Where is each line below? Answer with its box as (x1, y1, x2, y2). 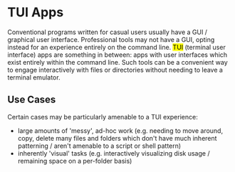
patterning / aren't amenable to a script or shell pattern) (17, 141, 182, 150)
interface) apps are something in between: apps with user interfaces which (7, 50, 228, 59)
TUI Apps (7, 4, 64, 21)
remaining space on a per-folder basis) (17, 156, 132, 165)
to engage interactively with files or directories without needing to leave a (7, 65, 223, 74)
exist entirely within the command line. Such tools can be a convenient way (7, 58, 228, 66)
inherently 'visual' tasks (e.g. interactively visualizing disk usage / (17, 149, 210, 157)
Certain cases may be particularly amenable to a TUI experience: (7, 112, 198, 121)
